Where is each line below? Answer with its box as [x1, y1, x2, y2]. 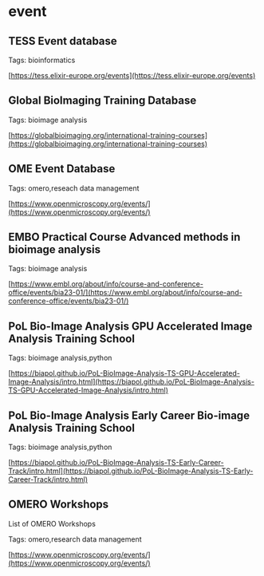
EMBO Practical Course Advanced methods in [8, 231, 241, 244]
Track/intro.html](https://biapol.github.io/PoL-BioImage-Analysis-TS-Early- [8, 466, 254, 476]
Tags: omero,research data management [8, 534, 142, 544]
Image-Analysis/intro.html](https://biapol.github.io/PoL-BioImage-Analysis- [8, 377, 255, 387]
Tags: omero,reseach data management [8, 183, 140, 193]
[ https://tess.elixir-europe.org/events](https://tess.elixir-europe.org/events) [8, 71, 256, 80]
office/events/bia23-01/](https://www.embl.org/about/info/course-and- [8, 288, 242, 298]
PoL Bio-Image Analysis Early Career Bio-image [8, 408, 250, 422]
